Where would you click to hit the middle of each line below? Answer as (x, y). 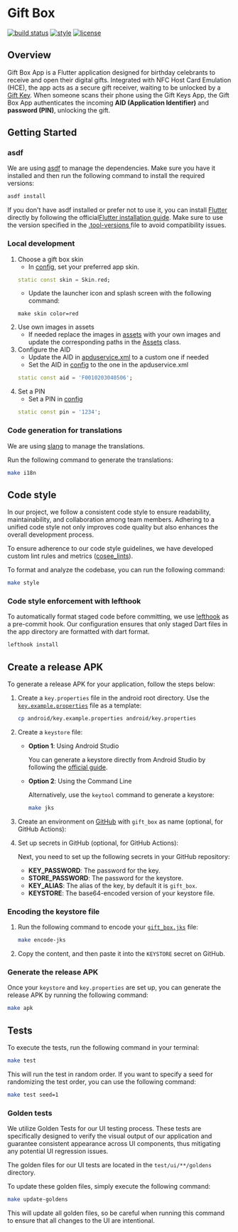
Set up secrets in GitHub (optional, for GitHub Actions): (98, 843)
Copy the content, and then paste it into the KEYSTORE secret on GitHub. (121, 954)
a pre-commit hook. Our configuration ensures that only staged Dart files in (118, 624)
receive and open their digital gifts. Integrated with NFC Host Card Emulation (119, 80)
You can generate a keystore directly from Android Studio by (117, 759)
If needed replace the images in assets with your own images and (124, 335)
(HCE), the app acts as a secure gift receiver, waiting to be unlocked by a (114, 88)
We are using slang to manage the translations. (76, 446)
